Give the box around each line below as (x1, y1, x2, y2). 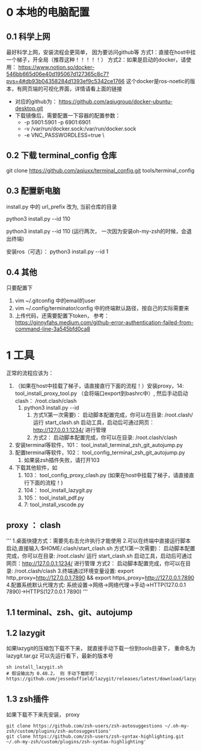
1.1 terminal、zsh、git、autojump (6, 607, 133, 617)
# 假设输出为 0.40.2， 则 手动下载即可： (6, 671, 99, 677)
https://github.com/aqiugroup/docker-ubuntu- (58, 98, 173, 105)
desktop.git (14, 105, 43, 112)
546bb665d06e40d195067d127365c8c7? (6, 71, 109, 77)
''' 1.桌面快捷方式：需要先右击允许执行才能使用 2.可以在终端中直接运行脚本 (6, 537, 191, 545)
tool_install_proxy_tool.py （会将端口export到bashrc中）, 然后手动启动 (14, 390, 188, 397)
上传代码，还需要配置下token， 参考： (14, 312, 110, 320)
